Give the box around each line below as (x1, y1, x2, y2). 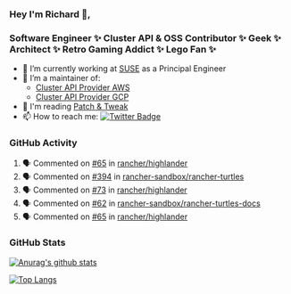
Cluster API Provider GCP (35, 92, 129, 102)
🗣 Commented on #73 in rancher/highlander (21, 184, 187, 195)
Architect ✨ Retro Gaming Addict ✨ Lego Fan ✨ (9, 43, 217, 55)
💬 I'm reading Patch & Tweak (21, 102, 129, 112)
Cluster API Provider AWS (35, 82, 130, 93)
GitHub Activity (9, 137, 78, 150)
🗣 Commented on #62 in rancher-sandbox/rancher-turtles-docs (21, 198, 261, 208)
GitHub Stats (9, 236, 66, 249)
